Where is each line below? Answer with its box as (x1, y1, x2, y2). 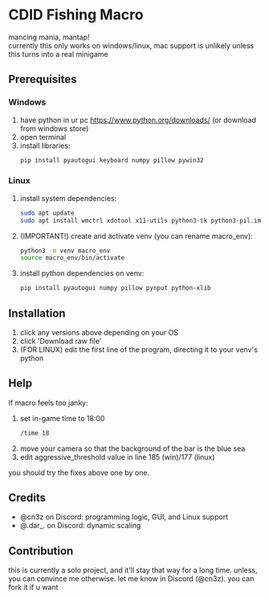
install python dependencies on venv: (19, 268, 145, 278)
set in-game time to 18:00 (19, 413, 105, 423)
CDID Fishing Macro (8, 6, 144, 24)
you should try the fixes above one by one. (8, 468, 150, 477)
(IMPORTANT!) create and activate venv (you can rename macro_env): (19, 231, 253, 240)
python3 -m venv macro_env (19, 247, 111, 255)
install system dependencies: (19, 193, 117, 203)
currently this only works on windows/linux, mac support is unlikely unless (8, 40, 255, 50)
